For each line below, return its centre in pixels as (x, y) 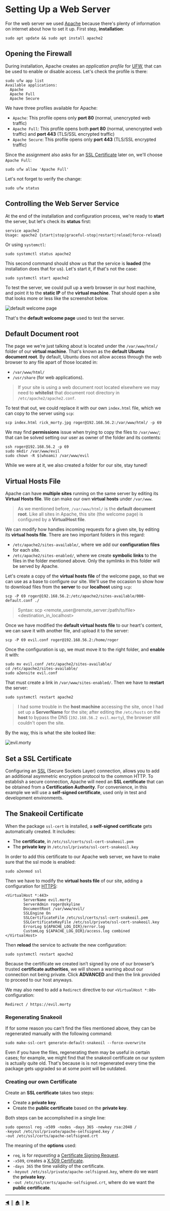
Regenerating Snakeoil (34, 1017)
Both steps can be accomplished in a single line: (56, 1118)
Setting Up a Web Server (58, 9)
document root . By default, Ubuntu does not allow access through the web (83, 357)
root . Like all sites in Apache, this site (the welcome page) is (80, 514)
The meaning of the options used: (41, 1145)
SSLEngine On (37, 913)
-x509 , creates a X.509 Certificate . (48, 1161)
